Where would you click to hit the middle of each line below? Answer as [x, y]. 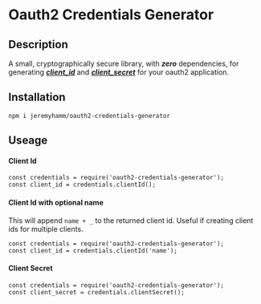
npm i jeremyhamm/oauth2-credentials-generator [90, 116]
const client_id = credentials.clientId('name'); [93, 250]
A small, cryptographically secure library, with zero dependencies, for [124, 63]
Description [38, 45]
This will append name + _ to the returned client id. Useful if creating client [131, 220]
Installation [37, 97]
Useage [28, 141]
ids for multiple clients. [46, 229]
